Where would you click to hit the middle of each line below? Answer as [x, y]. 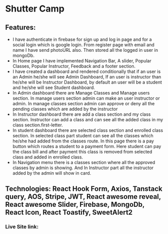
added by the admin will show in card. [52, 173]
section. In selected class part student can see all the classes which [83, 136]
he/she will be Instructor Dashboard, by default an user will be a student [87, 82]
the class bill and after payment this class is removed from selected [82, 152]
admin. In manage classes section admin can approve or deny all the [83, 103]
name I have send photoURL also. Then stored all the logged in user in [85, 50]
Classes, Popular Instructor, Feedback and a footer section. [74, 66]
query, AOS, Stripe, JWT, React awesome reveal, [83, 197]
